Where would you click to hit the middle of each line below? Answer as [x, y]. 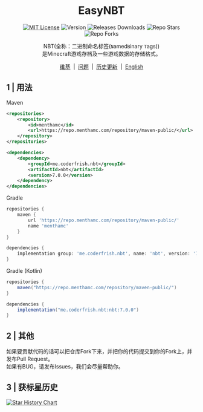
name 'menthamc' [48, 226]
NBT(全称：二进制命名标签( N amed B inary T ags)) [101, 46]
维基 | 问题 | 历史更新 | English [101, 67]
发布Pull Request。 [30, 359]
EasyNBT [101, 11]
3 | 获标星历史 [32, 387]
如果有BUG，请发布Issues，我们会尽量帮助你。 [65, 367]
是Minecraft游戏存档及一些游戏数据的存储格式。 [101, 54]
